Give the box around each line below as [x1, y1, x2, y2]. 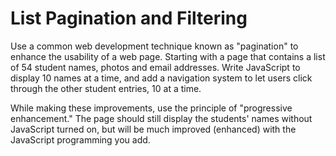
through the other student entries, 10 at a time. [10, 82, 202, 94]
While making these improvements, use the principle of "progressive [10, 102, 293, 114]
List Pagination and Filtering [10, 7, 248, 30]
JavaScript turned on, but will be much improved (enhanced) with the [10, 123, 297, 135]
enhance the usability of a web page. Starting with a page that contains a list [10, 50, 326, 62]
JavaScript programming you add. [10, 133, 151, 146]
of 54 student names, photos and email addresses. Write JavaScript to [10, 61, 301, 73]
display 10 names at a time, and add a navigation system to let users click [10, 72, 313, 84]
